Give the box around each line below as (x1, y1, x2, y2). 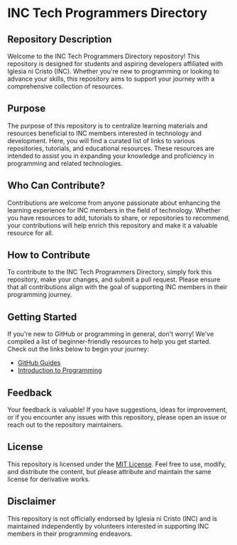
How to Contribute (7, 249, 91, 262)
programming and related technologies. (7, 159, 123, 167)
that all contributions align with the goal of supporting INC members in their (7, 283, 228, 291)
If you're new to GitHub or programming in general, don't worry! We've (7, 330, 214, 338)
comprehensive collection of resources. (7, 82, 123, 90)
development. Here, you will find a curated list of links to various (7, 136, 195, 145)
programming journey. (7, 291, 72, 299)
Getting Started (7, 310, 77, 323)
